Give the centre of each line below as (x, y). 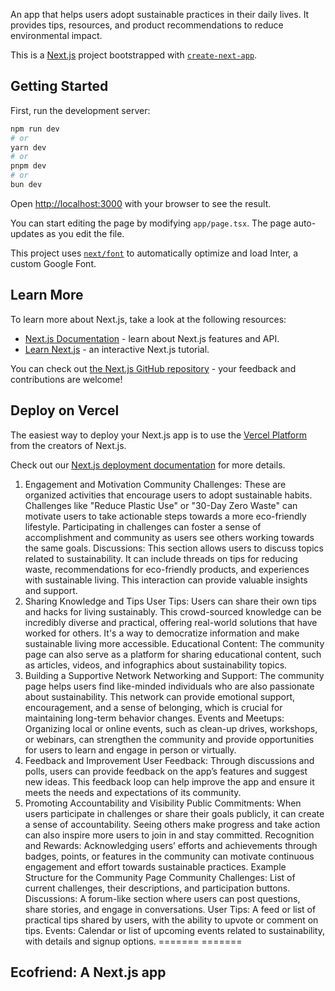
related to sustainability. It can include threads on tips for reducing (161, 558)
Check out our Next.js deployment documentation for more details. (148, 465)
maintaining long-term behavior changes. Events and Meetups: (154, 718)
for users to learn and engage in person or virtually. (130, 750)
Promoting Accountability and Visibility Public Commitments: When (163, 803)
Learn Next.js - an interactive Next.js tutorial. (117, 349)
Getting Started (59, 86)
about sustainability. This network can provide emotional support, (160, 696)
